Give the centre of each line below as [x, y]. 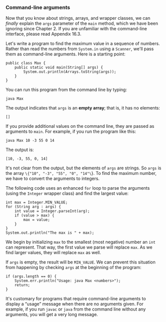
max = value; [37, 220]
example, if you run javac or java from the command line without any [76, 309]
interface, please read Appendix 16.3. [43, 34]
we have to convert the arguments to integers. [53, 179]
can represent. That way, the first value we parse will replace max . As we [79, 247]
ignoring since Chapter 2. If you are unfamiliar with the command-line [76, 29]
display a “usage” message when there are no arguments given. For [75, 304]
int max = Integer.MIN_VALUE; [37, 203]
